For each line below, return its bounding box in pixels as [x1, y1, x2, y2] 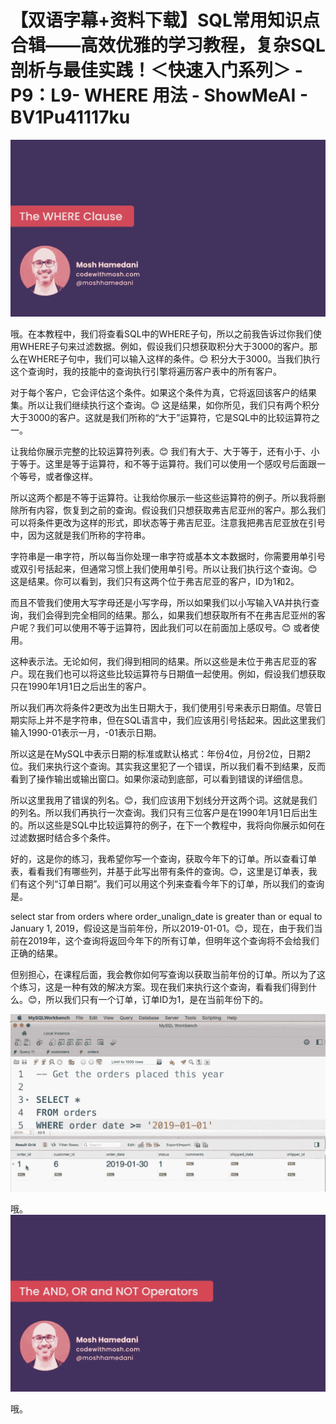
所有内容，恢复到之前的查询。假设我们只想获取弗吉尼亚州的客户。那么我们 [18, 504, 326, 516]
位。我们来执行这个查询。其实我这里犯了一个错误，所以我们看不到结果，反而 [10, 761, 326, 773]
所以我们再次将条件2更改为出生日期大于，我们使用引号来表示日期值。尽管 [10, 702, 314, 714]
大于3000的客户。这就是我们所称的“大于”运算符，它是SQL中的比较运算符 [10, 412, 312, 424]
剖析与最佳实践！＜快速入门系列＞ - [10, 59, 303, 82]
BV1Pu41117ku [10, 106, 131, 129]
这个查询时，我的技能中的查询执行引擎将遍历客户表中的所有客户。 [10, 366, 282, 378]
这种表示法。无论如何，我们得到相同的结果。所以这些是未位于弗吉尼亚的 [10, 656, 308, 668]
